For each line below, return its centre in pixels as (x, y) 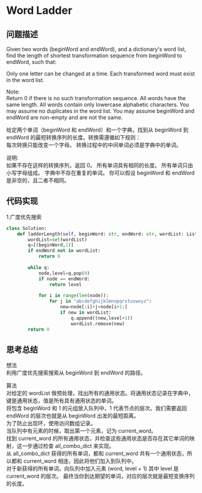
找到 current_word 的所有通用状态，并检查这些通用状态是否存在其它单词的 (98, 439)
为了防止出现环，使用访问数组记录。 (51, 424)
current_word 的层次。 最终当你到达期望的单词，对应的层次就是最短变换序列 (101, 476)
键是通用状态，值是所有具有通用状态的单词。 (62, 401)
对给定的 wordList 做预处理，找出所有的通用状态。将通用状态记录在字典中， (100, 393)
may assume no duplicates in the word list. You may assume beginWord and (100, 111)
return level (66, 284)
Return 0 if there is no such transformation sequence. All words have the (96, 98)
